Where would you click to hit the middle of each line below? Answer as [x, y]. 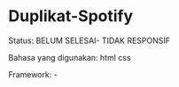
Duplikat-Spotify [71, 16]
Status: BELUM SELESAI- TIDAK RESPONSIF [89, 40]
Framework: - [33, 74]
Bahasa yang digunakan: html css [70, 57]
